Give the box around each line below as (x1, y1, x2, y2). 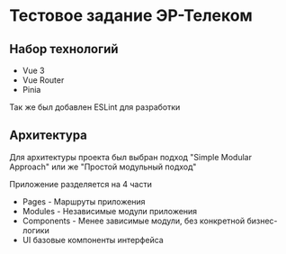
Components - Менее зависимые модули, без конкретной (22, 215, 246, 226)
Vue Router (22, 75, 65, 86)
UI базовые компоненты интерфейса (22, 234, 164, 245)
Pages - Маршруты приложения (22, 195, 146, 207)
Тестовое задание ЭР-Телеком (9, 5, 254, 26)
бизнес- (246, 215, 278, 226)
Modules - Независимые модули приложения (22, 205, 198, 216)
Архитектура (9, 128, 88, 143)
